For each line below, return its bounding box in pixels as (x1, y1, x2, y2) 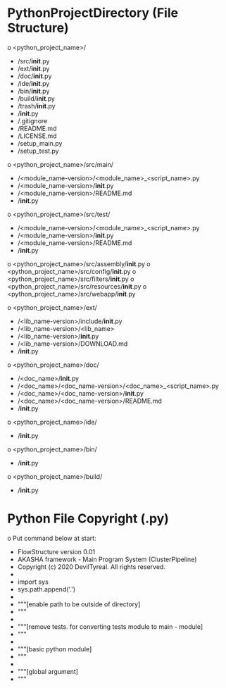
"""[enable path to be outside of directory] (17, 600, 141, 608)
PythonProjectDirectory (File (7, 5, 178, 21)
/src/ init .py (17, 56, 50, 65)
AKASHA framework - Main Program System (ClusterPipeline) (17, 555, 197, 563)
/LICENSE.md (17, 132, 57, 140)
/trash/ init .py (17, 101, 56, 110)
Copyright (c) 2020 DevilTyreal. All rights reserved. (17, 562, 165, 571)
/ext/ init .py (17, 64, 50, 73)
